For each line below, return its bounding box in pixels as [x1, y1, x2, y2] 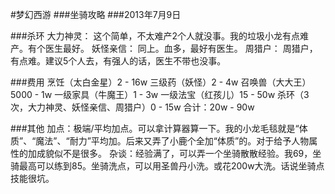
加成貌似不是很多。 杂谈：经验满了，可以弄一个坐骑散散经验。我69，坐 [27, 148, 322, 159]
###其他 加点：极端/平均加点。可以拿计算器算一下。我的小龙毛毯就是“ [10, 123, 300, 134]
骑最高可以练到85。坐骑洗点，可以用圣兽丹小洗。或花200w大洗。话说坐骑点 [10, 160, 325, 172]
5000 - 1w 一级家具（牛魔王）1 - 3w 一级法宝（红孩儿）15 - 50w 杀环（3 [10, 89, 310, 100]
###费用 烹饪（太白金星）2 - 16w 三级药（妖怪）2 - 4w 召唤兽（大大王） [10, 76, 312, 88]
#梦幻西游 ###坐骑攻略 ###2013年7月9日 [10, 9, 182, 20]
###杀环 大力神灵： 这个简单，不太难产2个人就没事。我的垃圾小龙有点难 [10, 30, 310, 42]
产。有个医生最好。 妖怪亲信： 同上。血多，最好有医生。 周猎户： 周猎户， [10, 43, 318, 54]
